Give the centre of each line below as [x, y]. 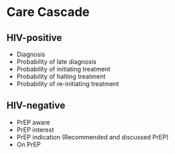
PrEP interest [35, 130]
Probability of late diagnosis [56, 62]
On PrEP [28, 144]
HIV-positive [34, 38]
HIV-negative [36, 106]
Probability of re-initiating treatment [68, 84]
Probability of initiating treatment [63, 69]
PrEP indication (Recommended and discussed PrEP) [93, 137]
